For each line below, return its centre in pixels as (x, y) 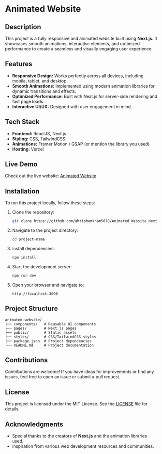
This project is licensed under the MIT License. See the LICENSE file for (76, 404)
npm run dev (24, 276)
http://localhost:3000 (35, 294)
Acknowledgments (34, 424)
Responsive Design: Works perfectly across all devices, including (78, 76)
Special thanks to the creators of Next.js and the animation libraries (80, 436)
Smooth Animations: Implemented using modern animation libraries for (83, 86)
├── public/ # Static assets (41, 332)
